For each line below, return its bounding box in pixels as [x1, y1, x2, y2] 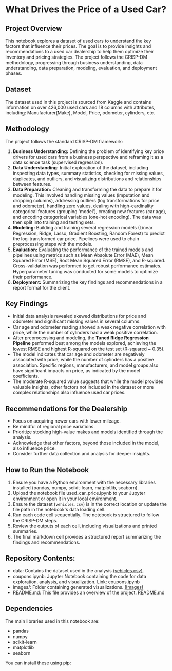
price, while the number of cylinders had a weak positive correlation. [12, 330, 158, 336]
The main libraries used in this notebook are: [5, 618, 100, 624]
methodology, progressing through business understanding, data [5, 60, 143, 65]
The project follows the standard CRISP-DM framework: [5, 138, 123, 144]
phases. [5, 70, 22, 76]
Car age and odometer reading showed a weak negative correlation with [12, 324, 166, 330]
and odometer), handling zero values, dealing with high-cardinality [12, 203, 154, 209]
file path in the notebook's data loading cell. [12, 507, 106, 513]
